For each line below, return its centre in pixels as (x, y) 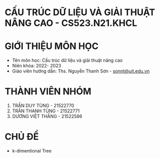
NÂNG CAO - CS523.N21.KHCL (71, 23)
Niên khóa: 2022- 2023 (36, 66)
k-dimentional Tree (32, 151)
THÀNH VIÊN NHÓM (48, 91)
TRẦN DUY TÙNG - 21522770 (43, 106)
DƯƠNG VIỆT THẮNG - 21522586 (47, 116)
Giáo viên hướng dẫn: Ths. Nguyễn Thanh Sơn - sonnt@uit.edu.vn (81, 71)
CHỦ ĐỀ (22, 137)
